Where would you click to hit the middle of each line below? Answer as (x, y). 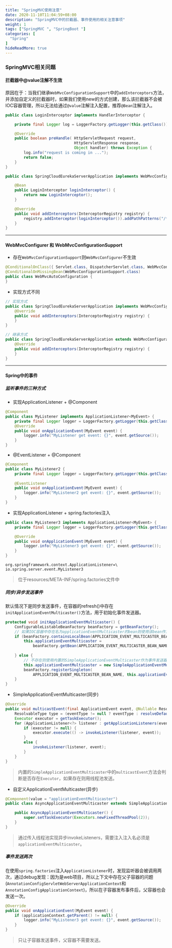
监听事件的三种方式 (26, 388)
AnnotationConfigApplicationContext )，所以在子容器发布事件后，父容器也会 (85, 890)
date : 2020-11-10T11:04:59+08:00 (41, 15)
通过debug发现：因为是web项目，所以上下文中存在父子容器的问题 (84, 877)
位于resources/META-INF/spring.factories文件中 (69, 580)
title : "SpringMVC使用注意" (34, 10)
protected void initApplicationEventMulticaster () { (63, 622)
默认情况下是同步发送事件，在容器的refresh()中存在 (59, 606)
